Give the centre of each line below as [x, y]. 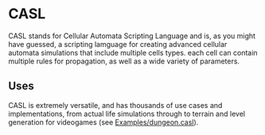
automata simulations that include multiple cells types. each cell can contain [133, 52]
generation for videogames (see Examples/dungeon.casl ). [103, 122]
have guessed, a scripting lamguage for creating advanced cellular [118, 44]
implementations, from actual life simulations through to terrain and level [127, 114]
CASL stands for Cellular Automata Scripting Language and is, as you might [132, 36]
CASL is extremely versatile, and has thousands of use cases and [115, 105]
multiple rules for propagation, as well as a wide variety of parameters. [124, 61]
